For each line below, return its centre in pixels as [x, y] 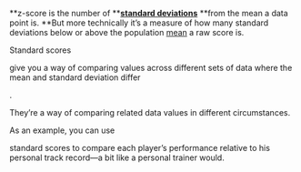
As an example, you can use [62, 130]
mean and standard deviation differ [75, 77]
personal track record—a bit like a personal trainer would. [117, 157]
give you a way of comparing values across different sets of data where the [151, 68]
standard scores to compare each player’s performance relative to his [140, 148]
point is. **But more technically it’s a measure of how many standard [139, 23]
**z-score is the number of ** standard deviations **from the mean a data [149, 13]
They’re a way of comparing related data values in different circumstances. [150, 112]
